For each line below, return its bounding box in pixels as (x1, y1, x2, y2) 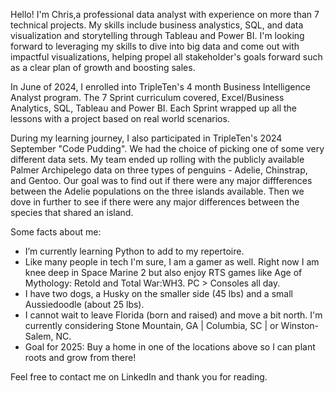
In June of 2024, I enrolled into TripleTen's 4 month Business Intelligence (10, 81, 311, 93)
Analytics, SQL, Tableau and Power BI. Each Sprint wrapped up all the (10, 102, 297, 114)
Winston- (280, 320, 319, 331)
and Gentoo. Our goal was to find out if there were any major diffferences (10, 175, 313, 186)
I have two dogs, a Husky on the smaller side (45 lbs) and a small (24, 288, 293, 299)
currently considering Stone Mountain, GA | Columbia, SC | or (24, 320, 279, 331)
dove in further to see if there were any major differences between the (10, 196, 300, 208)
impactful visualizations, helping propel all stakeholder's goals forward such (10, 51, 323, 63)
